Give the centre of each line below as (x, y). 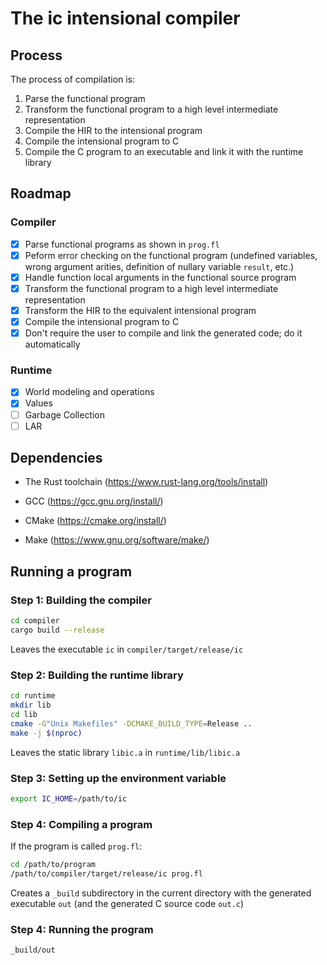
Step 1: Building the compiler (81, 600)
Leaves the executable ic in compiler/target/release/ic (127, 649)
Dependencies (56, 458)
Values (38, 403)
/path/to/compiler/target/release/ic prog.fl (106, 873)
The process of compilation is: (73, 79)
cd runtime (33, 696)
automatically (52, 344)
